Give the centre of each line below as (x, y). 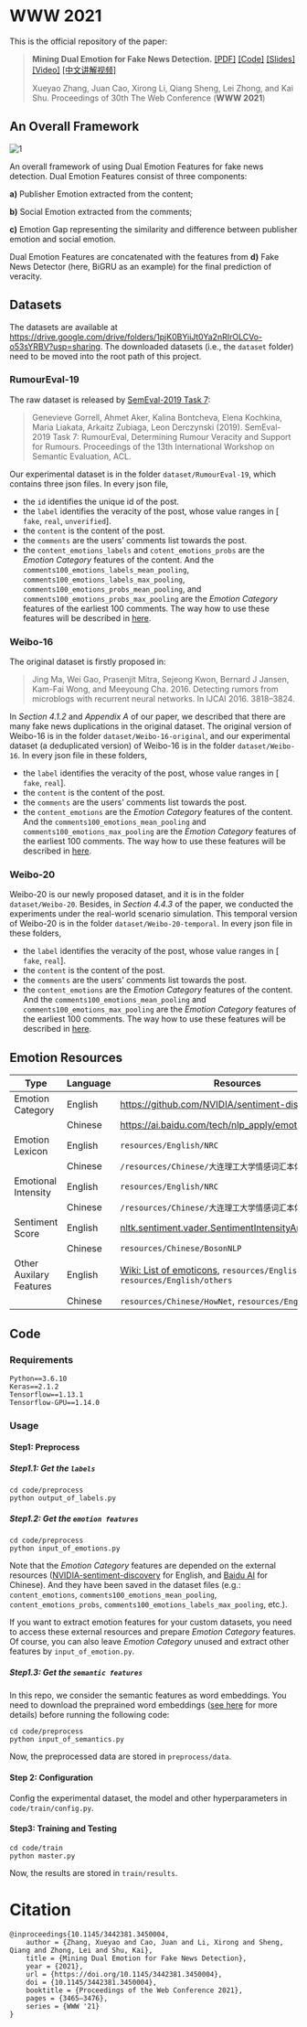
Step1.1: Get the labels (53, 1468)
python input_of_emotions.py (65, 1549)
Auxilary (32, 1275)
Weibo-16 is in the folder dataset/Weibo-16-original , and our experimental (150, 736)
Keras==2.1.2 (34, 1387)
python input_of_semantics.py (67, 1740)
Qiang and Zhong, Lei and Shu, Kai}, (81, 1950)
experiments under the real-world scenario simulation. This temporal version (153, 914)
